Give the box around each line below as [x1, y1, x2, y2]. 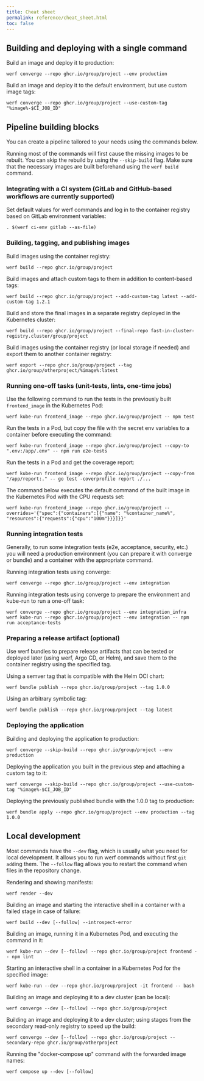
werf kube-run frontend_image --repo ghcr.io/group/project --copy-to [6, 442, 189, 449]
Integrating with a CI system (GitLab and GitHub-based [6, 184, 172, 193]
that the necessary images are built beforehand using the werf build [6, 163, 179, 170]
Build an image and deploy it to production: [6, 59, 114, 67]
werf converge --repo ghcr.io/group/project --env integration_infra [6, 609, 187, 616]
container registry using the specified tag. [6, 661, 111, 668]
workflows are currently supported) [6, 192, 114, 200]
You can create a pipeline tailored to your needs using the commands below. [6, 138, 199, 145]
